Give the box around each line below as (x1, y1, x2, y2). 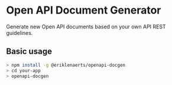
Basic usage (6, 47, 52, 57)
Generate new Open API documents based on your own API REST (6, 23, 167, 30)
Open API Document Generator (6, 4, 161, 17)
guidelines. (6, 29, 33, 36)
